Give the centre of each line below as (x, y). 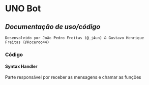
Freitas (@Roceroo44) (27, 42)
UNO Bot (23, 9)
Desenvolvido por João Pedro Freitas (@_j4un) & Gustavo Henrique (74, 38)
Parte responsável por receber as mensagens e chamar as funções (73, 77)
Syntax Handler (21, 66)
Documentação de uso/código (53, 27)
